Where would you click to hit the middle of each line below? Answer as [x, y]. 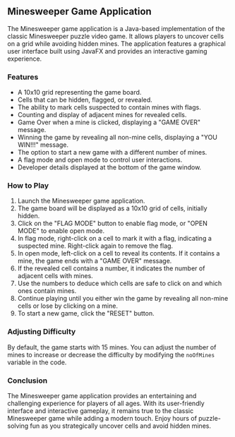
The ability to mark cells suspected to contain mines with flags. [109, 107]
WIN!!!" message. [43, 145]
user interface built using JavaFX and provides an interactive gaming [107, 51]
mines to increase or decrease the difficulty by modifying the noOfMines [111, 354]
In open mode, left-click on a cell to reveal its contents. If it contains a [119, 253]
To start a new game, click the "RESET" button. [86, 313]
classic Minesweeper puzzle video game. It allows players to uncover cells [116, 36]
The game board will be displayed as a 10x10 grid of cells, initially [112, 208]
